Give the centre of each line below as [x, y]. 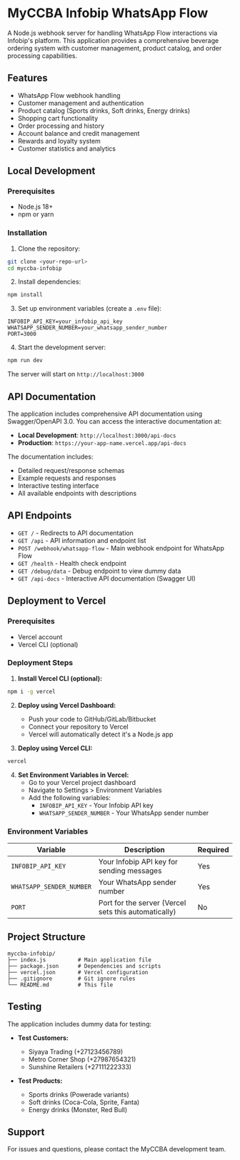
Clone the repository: [49, 249]
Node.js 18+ [35, 207]
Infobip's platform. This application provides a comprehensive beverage [113, 40]
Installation [27, 233]
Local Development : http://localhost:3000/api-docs [97, 435]
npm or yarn [36, 214]
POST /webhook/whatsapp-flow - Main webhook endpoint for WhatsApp [121, 548]
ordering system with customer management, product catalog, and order [115, 48]
